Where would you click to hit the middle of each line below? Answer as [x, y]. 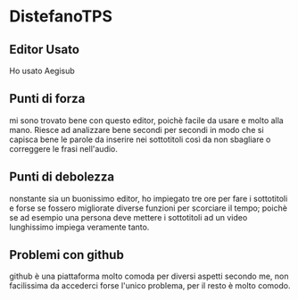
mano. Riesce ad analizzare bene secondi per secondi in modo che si [137, 129]
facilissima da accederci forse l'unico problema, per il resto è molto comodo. [150, 286]
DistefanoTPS [61, 17]
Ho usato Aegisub [42, 71]
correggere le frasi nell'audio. [64, 148]
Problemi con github [67, 255]
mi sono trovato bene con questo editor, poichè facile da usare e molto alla [146, 120]
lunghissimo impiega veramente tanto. [79, 227]
